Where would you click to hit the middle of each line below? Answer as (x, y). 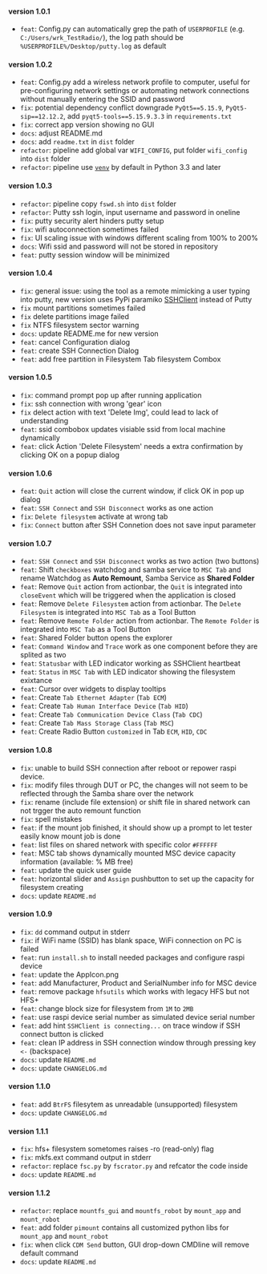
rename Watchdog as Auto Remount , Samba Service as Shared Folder (137, 578)
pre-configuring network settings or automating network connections (135, 91)
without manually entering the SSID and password (103, 99)
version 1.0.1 (29, 11)
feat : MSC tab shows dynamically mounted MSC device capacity (128, 853)
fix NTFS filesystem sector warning (79, 325)
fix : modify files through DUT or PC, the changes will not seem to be (134, 785)
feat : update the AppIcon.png (69, 974)
